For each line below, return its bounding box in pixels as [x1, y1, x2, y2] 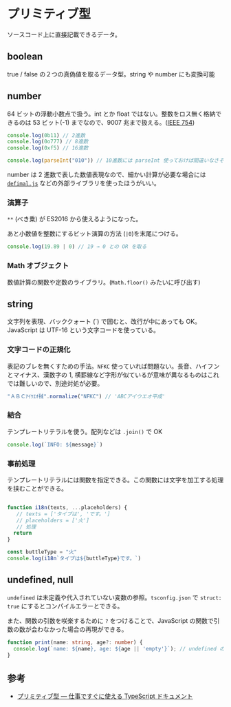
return [13, 530, 32, 537]
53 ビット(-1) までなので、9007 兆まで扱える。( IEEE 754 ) [32, 118, 195, 126]
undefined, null [7, 574, 74, 586]
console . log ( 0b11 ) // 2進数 [7, 132, 86, 139]
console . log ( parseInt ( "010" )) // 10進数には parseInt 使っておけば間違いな [7, 157, 214, 164]
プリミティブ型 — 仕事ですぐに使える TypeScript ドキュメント [16, 692, 193, 700]
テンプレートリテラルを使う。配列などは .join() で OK [7, 427, 163, 436]
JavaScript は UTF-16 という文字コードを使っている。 [7, 326, 159, 334]
